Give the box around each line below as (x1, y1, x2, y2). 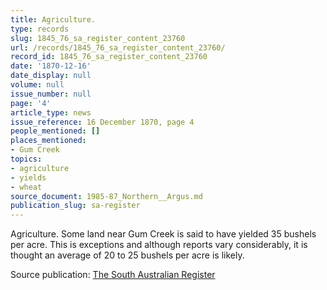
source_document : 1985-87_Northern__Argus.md (10, 191, 203, 201)
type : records (10, 24, 70, 34)
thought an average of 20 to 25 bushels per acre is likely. (10, 249, 245, 261)
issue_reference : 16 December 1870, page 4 (10, 117, 195, 127)
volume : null (10, 80, 65, 90)
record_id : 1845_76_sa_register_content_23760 (10, 52, 208, 62)
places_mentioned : (10, 136, 87, 146)
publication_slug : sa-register (10, 201, 141, 211)
